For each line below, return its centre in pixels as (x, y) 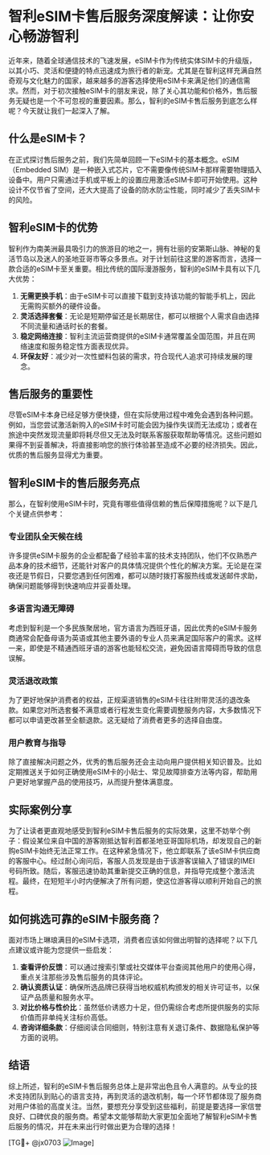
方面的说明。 (41, 1037)
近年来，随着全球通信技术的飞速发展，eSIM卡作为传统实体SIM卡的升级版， (132, 60)
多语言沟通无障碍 (41, 608)
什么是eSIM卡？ (48, 139)
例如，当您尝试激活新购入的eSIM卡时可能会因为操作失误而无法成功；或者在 (133, 425)
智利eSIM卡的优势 (53, 227)
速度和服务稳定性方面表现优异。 (80, 346)
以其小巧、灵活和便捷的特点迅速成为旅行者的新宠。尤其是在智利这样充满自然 (135, 70)
